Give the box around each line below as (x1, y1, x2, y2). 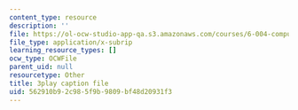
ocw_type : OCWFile (9, 54, 77, 63)
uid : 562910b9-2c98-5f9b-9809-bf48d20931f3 (9, 87, 173, 96)
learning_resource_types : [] (9, 46, 117, 55)
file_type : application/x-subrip (9, 37, 133, 47)
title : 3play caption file (9, 79, 109, 88)
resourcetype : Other (9, 71, 86, 80)
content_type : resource (9, 12, 98, 22)
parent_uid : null (9, 63, 74, 72)
